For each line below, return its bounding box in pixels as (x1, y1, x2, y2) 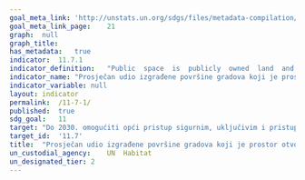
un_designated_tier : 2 (9, 156, 95, 166)
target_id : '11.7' (9, 132, 84, 141)
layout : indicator (9, 89, 79, 98)
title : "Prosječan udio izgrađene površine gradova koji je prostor (9, 140, 279, 149)
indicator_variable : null (9, 81, 107, 90)
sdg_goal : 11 (9, 115, 67, 124)
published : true (9, 106, 75, 115)
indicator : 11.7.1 (9, 55, 84, 65)
